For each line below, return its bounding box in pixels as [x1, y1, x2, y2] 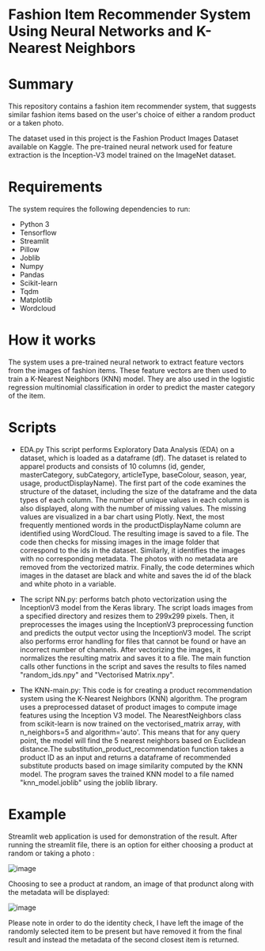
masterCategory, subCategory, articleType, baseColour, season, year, [19, 470, 247, 479]
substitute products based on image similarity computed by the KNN [19, 760, 244, 770]
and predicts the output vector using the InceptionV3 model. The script [19, 628, 252, 637]
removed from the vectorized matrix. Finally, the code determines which [19, 562, 255, 572]
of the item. [8, 391, 46, 400]
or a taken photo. [8, 119, 64, 128]
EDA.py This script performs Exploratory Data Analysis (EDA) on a [19, 444, 235, 454]
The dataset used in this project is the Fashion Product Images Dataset [8, 134, 239, 143]
